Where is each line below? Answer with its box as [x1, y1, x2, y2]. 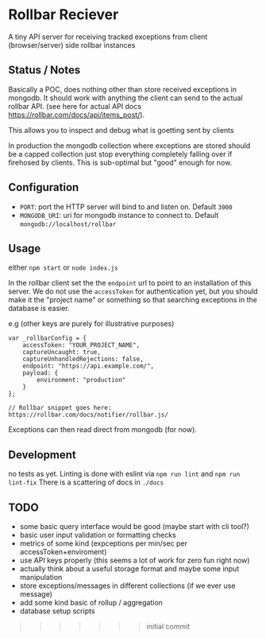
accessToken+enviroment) [19, 547, 107, 556]
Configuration [8, 181, 79, 194]
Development [8, 448, 77, 461]
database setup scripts [19, 606, 95, 616]
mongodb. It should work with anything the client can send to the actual [8, 93, 244, 103]
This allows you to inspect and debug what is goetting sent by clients [8, 125, 234, 134]
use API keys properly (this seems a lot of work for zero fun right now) [19, 555, 250, 565]
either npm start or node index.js [8, 263, 118, 272]
